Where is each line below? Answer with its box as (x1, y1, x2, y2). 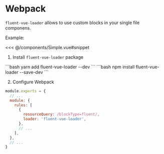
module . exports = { (5, 88, 46, 93)
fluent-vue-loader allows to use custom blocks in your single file (5, 20, 140, 26)
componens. (5, 25, 31, 31)
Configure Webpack (12, 79, 54, 85)
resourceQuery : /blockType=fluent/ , (23, 112, 100, 117)
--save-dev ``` (19, 69, 49, 75)
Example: (5, 35, 25, 41)
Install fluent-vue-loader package (12, 54, 84, 60)
